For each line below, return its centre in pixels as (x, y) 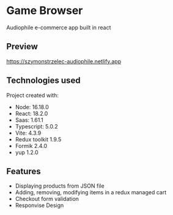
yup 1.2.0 (27, 152)
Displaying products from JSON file (60, 186)
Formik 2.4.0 (31, 146)
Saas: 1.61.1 (29, 120)
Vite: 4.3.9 (28, 133)
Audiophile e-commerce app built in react (59, 27)
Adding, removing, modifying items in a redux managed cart (91, 192)
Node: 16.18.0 (32, 107)
